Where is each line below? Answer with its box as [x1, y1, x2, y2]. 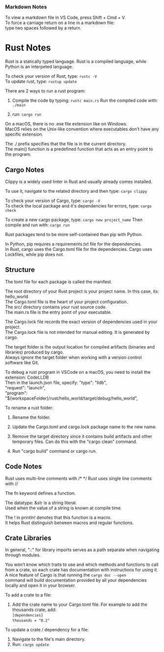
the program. [5, 151, 31, 157]
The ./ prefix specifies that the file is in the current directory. [5, 141, 126, 147]
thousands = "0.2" [12, 618, 50, 623]
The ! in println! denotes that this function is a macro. [5, 514, 112, 520]
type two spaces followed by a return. [5, 25, 82, 31]
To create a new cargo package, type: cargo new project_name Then [5, 217, 143, 223]
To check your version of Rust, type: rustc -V [5, 73, 97, 79]
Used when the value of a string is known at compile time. [5, 505, 122, 511]
